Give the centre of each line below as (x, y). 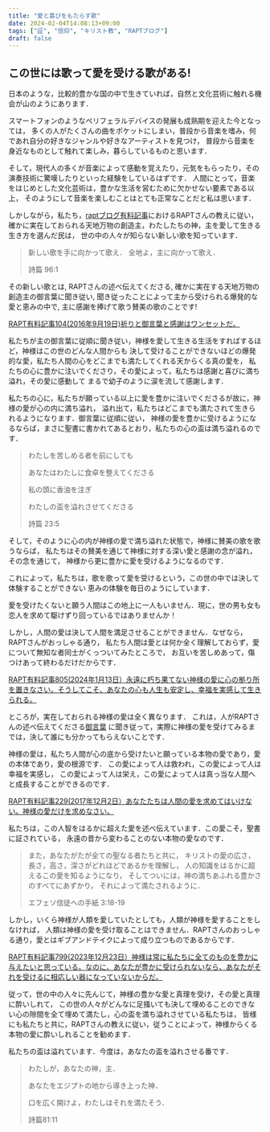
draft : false (30, 38)
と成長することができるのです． (61, 784)
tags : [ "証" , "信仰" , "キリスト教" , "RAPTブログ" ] (88, 31)
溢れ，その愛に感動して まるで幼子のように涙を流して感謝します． (118, 381)
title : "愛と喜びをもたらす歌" (55, 16)
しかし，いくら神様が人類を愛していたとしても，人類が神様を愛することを (131, 920)
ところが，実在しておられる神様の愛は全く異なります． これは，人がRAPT (131, 717)
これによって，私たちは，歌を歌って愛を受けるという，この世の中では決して (134, 578)
